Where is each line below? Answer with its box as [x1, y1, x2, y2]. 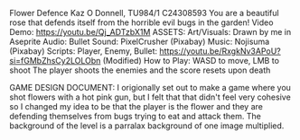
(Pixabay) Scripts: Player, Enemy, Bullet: [9, 46, 158, 57]
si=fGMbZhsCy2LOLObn [9, 56, 101, 66]
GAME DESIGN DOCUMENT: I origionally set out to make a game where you [9, 83, 292, 92]
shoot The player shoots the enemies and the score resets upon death [9, 65, 271, 75]
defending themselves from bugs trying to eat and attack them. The [9, 111, 262, 121]
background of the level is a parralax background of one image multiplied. [9, 120, 285, 131]
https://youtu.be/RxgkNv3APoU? [159, 46, 282, 57]
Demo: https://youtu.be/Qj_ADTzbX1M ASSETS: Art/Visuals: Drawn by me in [9, 27, 292, 37]
